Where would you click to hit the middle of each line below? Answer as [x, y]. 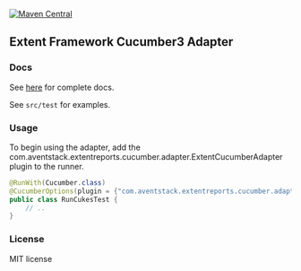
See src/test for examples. [60, 104]
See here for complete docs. [62, 87]
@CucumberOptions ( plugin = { [64, 191]
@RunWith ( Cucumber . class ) [57, 183]
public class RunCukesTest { [64, 199]
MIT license [31, 258]
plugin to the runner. [47, 166]
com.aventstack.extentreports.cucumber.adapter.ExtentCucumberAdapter [146, 156]
